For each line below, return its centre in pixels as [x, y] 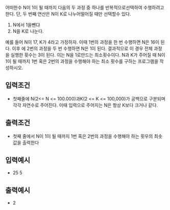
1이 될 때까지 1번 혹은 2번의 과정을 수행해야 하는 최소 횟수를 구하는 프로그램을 [82, 61]
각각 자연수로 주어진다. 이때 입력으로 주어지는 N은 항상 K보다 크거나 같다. [85, 105]
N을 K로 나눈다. [28, 31]
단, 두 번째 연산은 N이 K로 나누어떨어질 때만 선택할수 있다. [74, 14]
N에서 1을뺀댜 [26, 25]
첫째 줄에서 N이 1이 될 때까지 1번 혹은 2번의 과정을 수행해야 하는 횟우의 [83, 136]
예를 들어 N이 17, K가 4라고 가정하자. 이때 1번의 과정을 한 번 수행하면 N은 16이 [82, 42]
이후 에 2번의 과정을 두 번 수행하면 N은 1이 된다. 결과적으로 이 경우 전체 [82, 48]
